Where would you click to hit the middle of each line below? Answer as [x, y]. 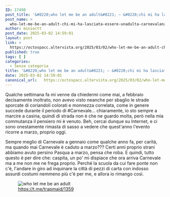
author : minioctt [24, 29]
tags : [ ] [16, 57]
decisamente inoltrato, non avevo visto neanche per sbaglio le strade [77, 100]
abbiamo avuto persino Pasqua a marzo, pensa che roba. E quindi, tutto [80, 152]
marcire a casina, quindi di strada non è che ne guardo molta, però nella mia [84, 116]
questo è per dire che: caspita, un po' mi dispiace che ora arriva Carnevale [83, 158]
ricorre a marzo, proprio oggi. [36, 132]
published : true [22, 52]
